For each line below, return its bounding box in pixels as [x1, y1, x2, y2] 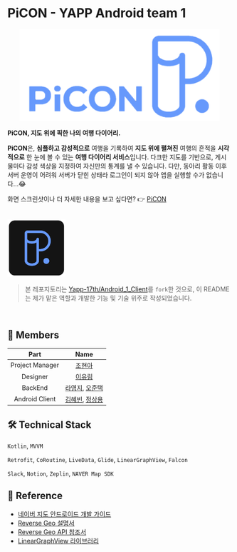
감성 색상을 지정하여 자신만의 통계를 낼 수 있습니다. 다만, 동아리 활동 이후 [26, 161, 228, 170]
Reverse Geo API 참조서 [17, 527, 87, 536]
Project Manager [10, 361, 59, 369]
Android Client [14, 395, 56, 403]
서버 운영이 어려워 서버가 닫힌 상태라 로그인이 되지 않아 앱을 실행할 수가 [7, 170, 205, 179]
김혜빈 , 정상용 [65, 395, 103, 403]
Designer [21, 372, 48, 381]
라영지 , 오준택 [65, 383, 103, 392]
